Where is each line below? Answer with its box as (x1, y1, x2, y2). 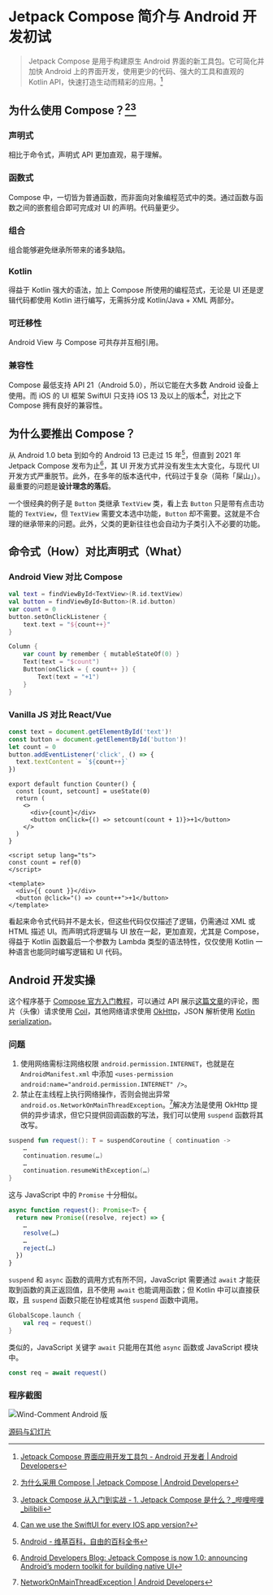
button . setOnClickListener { (8, 612, 107, 621)
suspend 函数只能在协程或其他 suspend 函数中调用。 (31, 1295, 203, 1305)
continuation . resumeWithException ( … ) (23, 1166, 151, 1175)
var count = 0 (8, 605, 57, 613)
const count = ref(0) (8, 859, 82, 867)
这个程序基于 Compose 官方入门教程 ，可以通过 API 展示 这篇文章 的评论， (8, 996, 253, 1005)
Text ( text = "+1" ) (37, 673, 100, 681)
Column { (8, 643, 38, 651)
